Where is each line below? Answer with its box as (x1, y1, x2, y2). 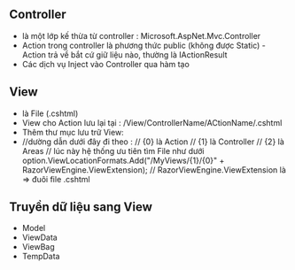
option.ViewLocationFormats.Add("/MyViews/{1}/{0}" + (21, 155, 225, 166)
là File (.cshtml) (21, 108, 79, 119)
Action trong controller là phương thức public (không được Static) (21, 40, 260, 50)
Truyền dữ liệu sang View (9, 199, 152, 215)
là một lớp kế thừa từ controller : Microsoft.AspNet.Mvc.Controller (21, 30, 261, 41)
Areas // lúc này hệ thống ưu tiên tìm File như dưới (21, 145, 205, 156)
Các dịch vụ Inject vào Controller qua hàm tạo (21, 58, 190, 69)
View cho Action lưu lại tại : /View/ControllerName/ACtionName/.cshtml (21, 117, 283, 127)
